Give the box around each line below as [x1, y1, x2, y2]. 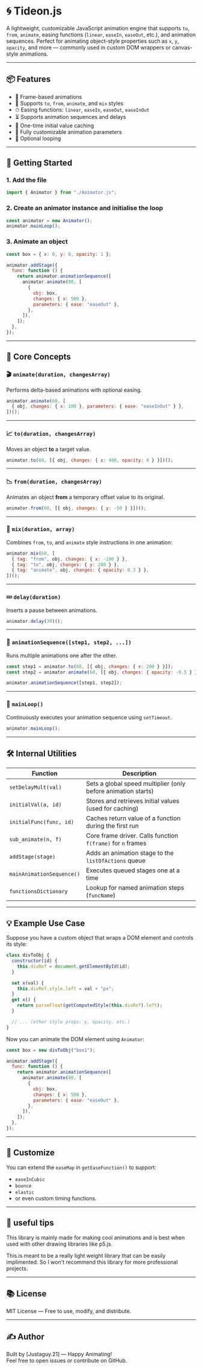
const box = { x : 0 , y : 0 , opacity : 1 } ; [6, 251, 112, 257]
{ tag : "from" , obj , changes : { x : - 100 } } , [11, 556, 128, 562]
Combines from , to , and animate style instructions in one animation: [6, 538, 173, 546]
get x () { [11, 997, 36, 1003]
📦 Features [6, 74, 51, 84]
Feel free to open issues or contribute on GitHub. [6, 1357, 127, 1365]
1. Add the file [6, 176, 47, 185]
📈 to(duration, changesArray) [6, 430, 96, 438]
